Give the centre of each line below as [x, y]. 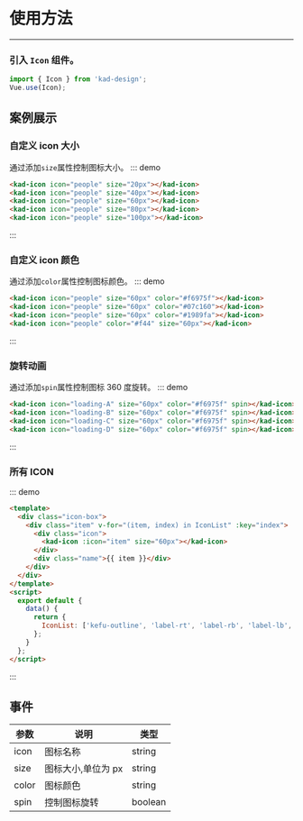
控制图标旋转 [72, 803]
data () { [42, 609]
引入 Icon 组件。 [44, 59]
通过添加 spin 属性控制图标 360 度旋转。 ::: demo [99, 388]
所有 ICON [32, 471]
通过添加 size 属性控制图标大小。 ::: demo [85, 167]
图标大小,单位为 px [84, 769]
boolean [149, 802]
